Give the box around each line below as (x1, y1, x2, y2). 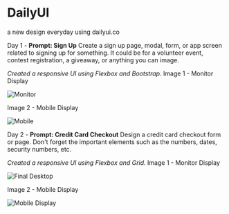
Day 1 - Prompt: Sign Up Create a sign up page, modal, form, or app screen (7, 41, 223, 49)
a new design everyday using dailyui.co (7, 28, 120, 36)
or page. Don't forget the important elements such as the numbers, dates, (7, 137, 218, 146)
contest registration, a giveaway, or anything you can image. (7, 55, 180, 64)
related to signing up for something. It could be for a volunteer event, (7, 48, 203, 57)
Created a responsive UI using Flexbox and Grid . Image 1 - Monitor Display (7, 158, 220, 167)
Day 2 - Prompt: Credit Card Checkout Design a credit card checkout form (7, 130, 221, 139)
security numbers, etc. (7, 145, 72, 153)
